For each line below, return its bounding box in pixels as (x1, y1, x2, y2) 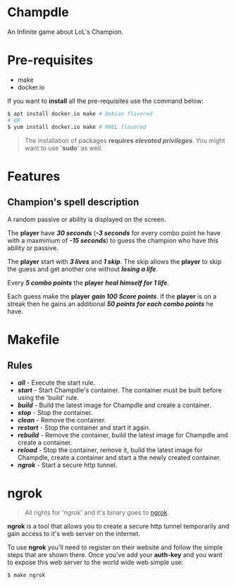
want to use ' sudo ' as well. (24, 144, 104, 152)
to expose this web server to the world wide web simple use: (7, 558, 184, 567)
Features (7, 168, 61, 184)
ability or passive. (7, 244, 58, 252)
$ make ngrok (7, 572, 46, 579)
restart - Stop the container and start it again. (17, 423, 151, 432)
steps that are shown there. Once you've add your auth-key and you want (7, 551, 223, 559)
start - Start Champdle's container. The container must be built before (17, 385, 222, 394)
